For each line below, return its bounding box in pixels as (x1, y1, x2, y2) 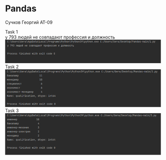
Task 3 (5, 108, 19, 114)
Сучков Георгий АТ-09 (5, 19, 53, 25)
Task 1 (5, 29, 18, 35)
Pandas (5, 3, 37, 14)
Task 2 (5, 64, 19, 70)
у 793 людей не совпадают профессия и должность (5, 34, 115, 40)
